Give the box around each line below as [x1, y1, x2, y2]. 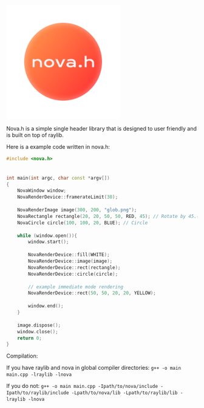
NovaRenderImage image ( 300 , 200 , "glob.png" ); [17, 207, 137, 213]
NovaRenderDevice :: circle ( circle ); [28, 271, 118, 277]
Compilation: [6, 352, 38, 359]
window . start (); [28, 239, 69, 245]
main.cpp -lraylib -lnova [6, 372, 72, 378]
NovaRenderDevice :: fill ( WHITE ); [28, 252, 110, 258]
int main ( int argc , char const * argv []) [6, 175, 110, 181]
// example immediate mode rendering [28, 284, 123, 290]
